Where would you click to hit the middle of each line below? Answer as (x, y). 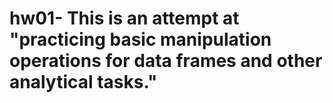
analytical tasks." (83, 82)
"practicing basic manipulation (140, 39)
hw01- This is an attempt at (124, 18)
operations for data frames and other (166, 61)
